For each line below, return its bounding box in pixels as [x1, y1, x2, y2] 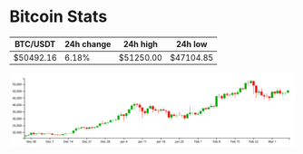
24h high [122, 39, 159, 50]
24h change [64, 39, 112, 50]
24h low [175, 39, 208, 50]
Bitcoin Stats [9, 6, 108, 27]
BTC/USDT [15, 39, 56, 50]
